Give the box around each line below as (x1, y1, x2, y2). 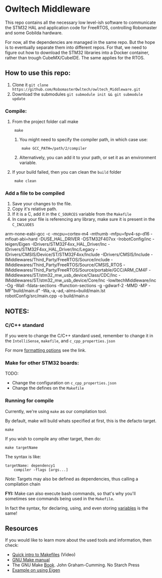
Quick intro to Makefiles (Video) (12, 552, 76, 558)
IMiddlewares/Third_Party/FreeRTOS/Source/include (5, 257, 110, 263)
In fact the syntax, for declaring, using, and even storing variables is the (5, 505, 148, 511)
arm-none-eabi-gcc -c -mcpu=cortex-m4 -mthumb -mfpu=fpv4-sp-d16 (5, 231, 149, 237)
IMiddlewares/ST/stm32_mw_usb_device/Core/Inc (5, 277, 106, 283)
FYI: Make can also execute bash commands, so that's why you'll (5, 490, 136, 496)
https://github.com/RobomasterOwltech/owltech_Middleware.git (12, 87, 141, 92)
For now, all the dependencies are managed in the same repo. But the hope (5, 39, 155, 45)
